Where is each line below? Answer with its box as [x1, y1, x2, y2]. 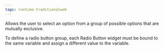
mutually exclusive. [5, 25, 44, 32]
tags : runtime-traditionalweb [5, 7, 67, 12]
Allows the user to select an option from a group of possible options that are [5, 20, 159, 26]
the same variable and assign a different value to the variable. [5, 40, 130, 46]
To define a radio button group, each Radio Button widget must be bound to [5, 35, 158, 41]
